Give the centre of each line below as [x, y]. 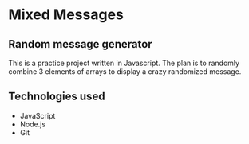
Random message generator [81, 44]
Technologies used [57, 97]
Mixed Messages [66, 15]
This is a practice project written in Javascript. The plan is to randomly [124, 63]
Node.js [33, 124]
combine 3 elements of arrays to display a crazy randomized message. [125, 72]
